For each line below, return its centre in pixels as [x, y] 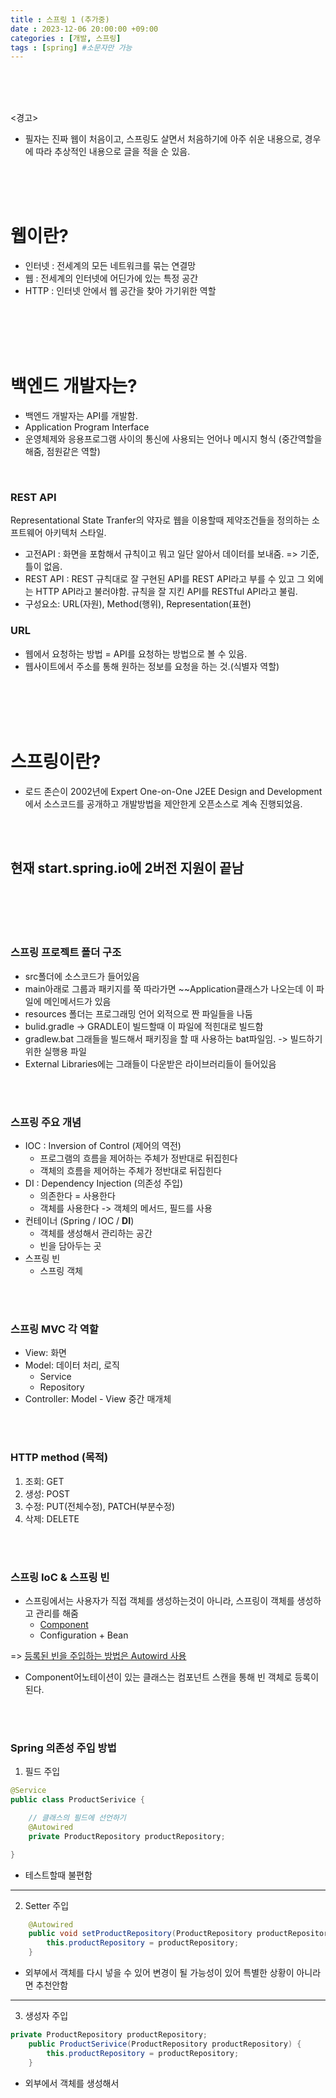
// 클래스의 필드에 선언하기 [77, 1818]
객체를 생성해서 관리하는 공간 [96, 1233]
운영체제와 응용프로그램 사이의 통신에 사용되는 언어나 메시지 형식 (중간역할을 [173, 439]
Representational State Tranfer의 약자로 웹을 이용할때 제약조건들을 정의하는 [160, 520]
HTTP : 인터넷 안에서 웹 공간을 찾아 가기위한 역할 [120, 291]
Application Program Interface [87, 427]
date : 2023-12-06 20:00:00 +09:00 [84, 29]
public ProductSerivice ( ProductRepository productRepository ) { [165, 2044]
